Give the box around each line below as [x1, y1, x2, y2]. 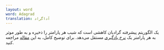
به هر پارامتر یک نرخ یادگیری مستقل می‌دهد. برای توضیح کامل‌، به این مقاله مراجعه [5, 34, 156, 40]
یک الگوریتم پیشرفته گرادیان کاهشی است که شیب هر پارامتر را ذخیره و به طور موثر [5, 30, 160, 35]
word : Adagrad [5, 12, 35, 17]
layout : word [5, 7, 33, 12]
